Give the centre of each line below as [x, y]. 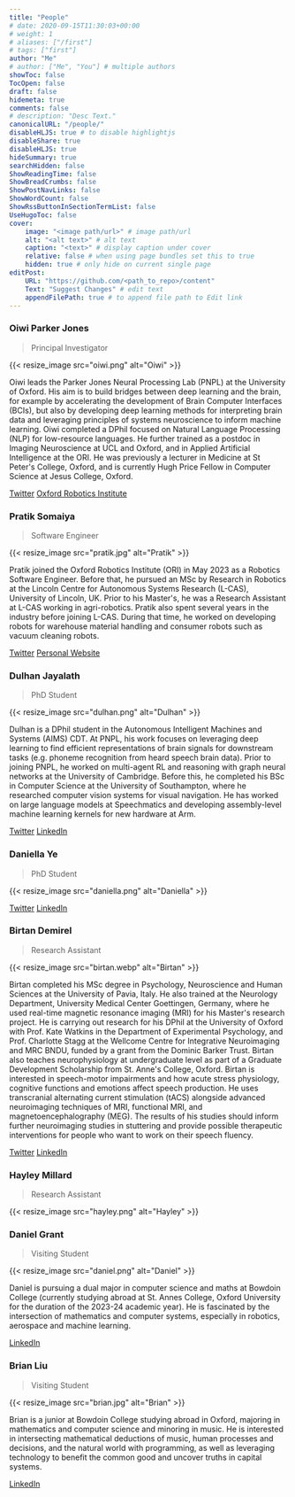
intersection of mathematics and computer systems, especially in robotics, [145, 1316]
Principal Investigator [69, 347]
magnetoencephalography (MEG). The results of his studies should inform [144, 1116]
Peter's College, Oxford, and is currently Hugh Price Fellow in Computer [140, 467]
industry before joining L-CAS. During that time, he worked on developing [143, 617]
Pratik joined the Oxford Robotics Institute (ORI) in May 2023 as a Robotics [145, 570]
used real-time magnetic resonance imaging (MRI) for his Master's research [147, 1012]
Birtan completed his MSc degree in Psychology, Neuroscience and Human [146, 984]
